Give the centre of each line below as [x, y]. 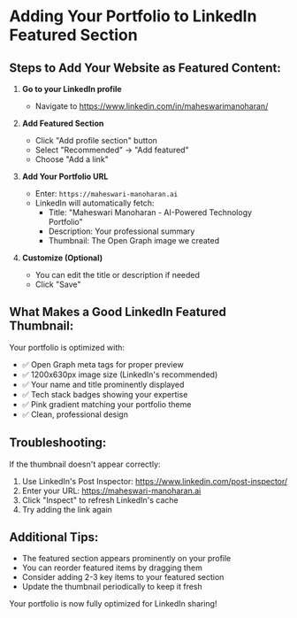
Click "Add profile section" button [96, 140]
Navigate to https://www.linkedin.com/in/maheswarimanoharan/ [152, 106]
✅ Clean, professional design [75, 414]
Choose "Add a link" [72, 159]
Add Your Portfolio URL [65, 176]
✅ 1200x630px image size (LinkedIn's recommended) [120, 375]
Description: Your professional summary [122, 231]
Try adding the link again [67, 509]
